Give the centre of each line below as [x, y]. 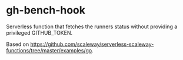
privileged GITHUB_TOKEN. [39, 32]
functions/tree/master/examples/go [49, 50]
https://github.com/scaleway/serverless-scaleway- [92, 44]
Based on [18, 44]
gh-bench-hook [46, 10]
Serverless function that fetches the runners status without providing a [92, 26]
